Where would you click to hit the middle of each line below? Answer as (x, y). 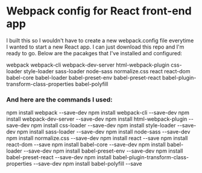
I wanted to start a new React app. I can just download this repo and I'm (95, 47)
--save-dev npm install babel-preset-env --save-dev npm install (103, 151)
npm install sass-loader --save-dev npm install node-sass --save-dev (104, 132)
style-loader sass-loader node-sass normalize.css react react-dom (107, 71)
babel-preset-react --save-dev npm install (59, 157)
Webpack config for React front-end (99, 11)
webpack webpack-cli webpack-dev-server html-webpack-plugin (88, 65)
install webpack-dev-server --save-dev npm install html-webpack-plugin (97, 119)
